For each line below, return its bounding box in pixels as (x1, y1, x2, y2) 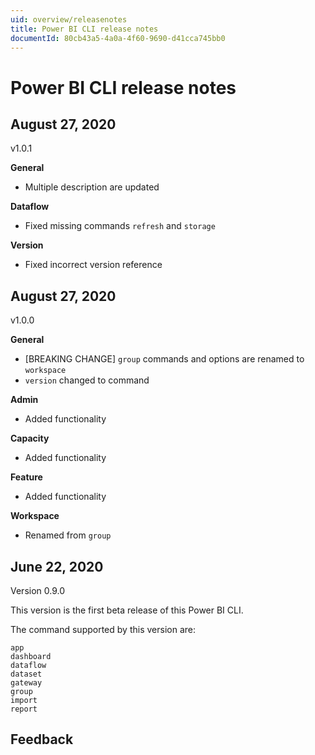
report (10, 704, 38, 714)
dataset (10, 669, 43, 679)
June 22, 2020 (10, 558, 104, 575)
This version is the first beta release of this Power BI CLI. (10, 604, 244, 616)
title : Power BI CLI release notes (10, 24, 159, 34)
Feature (10, 471, 43, 483)
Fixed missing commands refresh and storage (24, 220, 216, 232)
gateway (10, 678, 43, 688)
